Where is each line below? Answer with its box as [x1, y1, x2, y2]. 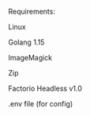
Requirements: [8, 7, 55, 16]
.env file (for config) [8, 99, 73, 108]
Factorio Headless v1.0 [8, 83, 83, 93]
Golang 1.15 [8, 37, 45, 47]
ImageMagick [8, 53, 53, 62]
